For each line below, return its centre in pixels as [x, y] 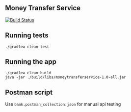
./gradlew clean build [28, 73]
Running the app [31, 62]
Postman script [29, 92]
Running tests [27, 36]
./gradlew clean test [27, 47]
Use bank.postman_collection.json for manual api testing [63, 104]
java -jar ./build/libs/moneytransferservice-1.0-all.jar [65, 77]
